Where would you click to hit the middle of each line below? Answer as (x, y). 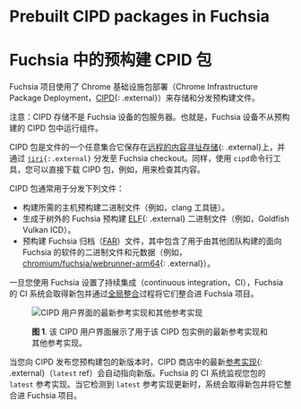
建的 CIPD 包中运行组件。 (56, 128)
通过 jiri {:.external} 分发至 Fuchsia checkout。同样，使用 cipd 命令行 (141, 158)
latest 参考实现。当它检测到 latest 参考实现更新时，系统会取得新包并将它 (146, 384)
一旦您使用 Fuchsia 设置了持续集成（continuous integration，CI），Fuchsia (146, 283)
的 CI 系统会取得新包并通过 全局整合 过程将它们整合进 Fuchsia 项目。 (134, 294)
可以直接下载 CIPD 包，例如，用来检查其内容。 (119, 170)
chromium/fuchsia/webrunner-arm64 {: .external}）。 (119, 264)
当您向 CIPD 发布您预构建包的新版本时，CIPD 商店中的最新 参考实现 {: (136, 362)
